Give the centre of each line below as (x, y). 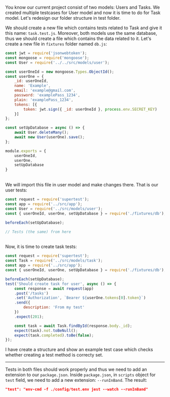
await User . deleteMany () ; (42, 133)
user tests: (16, 190)
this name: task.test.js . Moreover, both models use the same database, (81, 33)
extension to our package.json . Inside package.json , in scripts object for (80, 375)
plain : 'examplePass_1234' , (44, 100)
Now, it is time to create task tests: (41, 246)
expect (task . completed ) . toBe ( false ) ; (54, 335)
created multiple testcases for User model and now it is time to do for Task (83, 13)
